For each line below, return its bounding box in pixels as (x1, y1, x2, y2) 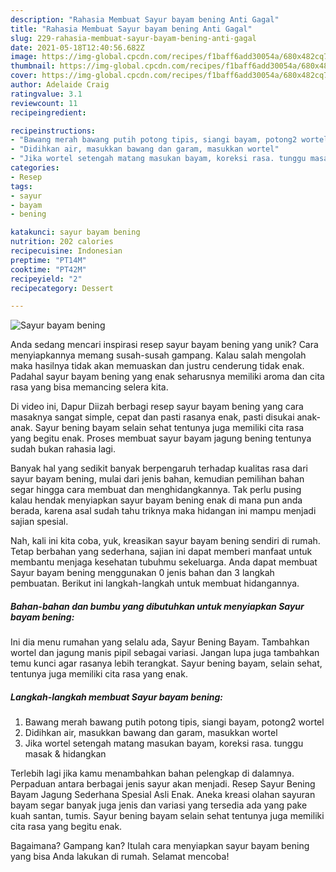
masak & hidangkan (24, 748, 107, 760)
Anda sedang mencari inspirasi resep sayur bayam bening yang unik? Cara (10, 339, 319, 351)
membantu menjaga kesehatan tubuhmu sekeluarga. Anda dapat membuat (10, 556, 318, 568)
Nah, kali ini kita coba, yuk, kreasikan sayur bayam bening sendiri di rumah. (10, 535, 321, 547)
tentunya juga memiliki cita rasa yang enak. (10, 668, 188, 680)
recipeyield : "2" (10, 274, 83, 284)
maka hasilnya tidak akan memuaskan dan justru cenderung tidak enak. (10, 360, 305, 372)
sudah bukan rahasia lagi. (10, 443, 117, 455)
